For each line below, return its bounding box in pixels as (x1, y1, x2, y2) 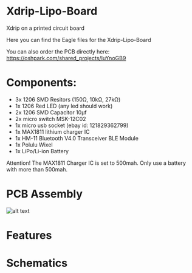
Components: (6, 76, 77, 89)
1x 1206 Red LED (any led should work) (15, 102, 113, 109)
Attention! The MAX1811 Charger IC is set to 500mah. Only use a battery (6, 159, 187, 167)
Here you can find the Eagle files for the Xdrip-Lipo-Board (6, 36, 151, 43)
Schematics (6, 257, 68, 270)
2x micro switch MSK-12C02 (15, 115, 86, 122)
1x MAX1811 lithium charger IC (15, 128, 90, 135)
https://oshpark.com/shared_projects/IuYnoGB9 (6, 54, 126, 61)
